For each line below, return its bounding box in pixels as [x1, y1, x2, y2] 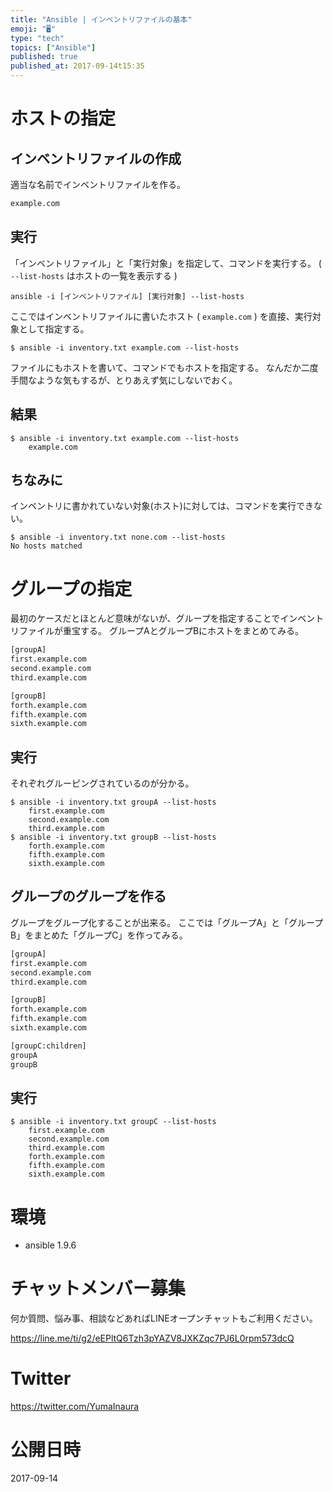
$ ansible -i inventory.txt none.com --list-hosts [10, 532, 226, 543]
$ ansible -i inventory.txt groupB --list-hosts [10, 832, 217, 843]
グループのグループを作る [10, 888, 167, 905]
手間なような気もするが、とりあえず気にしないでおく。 [10, 374, 238, 386]
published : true [10, 52, 78, 62]
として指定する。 [18, 322, 90, 335]
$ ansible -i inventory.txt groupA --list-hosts [10, 797, 217, 808]
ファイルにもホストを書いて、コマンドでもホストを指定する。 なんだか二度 [10, 361, 319, 373]
